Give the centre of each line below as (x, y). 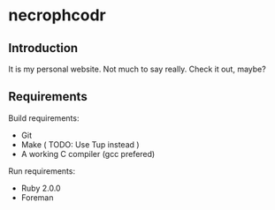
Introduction (43, 48)
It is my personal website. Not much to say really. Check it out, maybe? (137, 69)
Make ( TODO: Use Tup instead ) (80, 144)
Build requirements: (44, 118)
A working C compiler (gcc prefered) (88, 154)
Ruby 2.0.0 (41, 188)
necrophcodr (57, 15)
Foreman (37, 197)
